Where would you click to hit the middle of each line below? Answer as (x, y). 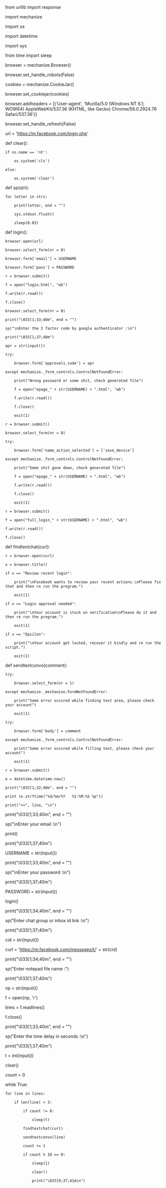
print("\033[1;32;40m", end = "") (41, 788)
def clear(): (17, 143)
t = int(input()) (19, 1056)
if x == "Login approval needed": (41, 604)
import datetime (22, 36)
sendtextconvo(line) (44, 1137)
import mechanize (24, 17)
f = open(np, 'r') (22, 998)
